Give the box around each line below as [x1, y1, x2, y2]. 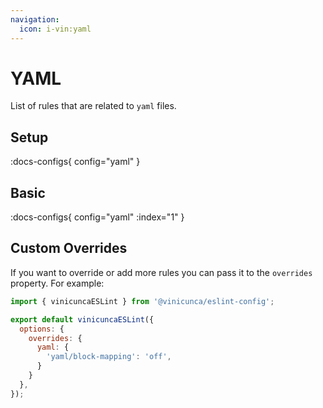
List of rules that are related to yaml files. [10, 100, 177, 112]
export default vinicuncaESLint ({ [10, 314, 155, 325]
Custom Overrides [10, 240, 128, 257]
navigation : [10, 14, 60, 25]
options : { [19, 324, 65, 334]
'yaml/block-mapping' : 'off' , [46, 352, 172, 362]
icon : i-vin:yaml [19, 24, 92, 34]
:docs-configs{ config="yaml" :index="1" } [10, 211, 185, 223]
